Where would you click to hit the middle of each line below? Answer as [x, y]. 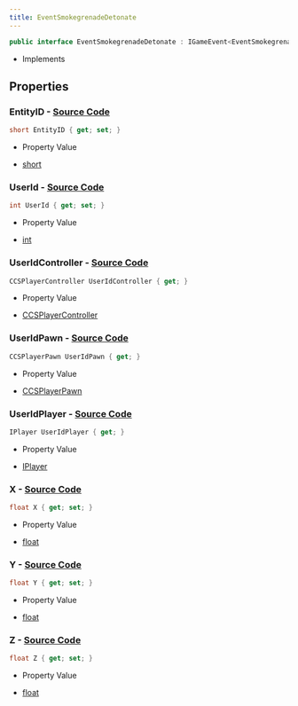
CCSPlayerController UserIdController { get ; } [99, 281]
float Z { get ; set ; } [51, 659]
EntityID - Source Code [60, 112]
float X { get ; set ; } [51, 508]
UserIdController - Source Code [79, 263]
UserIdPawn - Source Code [69, 338]
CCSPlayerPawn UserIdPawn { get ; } [75, 357]
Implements [43, 59]
